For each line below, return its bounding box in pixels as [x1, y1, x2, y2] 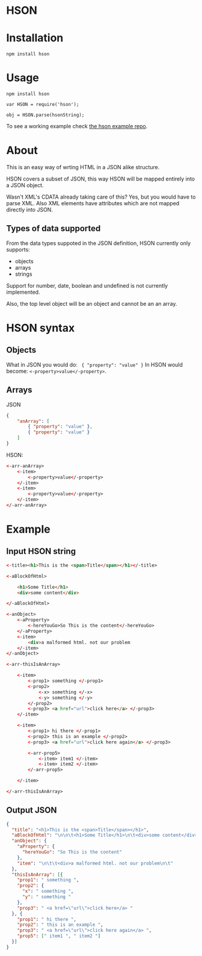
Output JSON [6, 805, 57, 816]
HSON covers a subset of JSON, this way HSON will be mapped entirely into [6, 175, 195, 182]
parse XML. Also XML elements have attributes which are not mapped [6, 200, 180, 206]
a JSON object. [6, 182, 44, 188]
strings [14, 270, 32, 278]
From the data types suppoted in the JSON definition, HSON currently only [6, 239, 191, 247]
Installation [6, 31, 64, 45]
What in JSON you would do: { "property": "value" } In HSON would [6, 361, 183, 368]
